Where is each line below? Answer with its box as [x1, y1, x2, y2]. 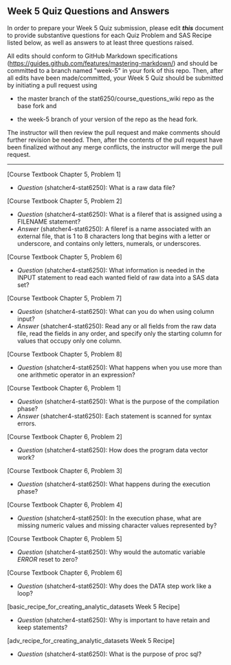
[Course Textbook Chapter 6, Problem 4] [7, 500, 122, 509]
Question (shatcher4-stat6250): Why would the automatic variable [16, 547, 206, 556]
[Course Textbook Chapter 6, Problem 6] [7, 568, 122, 577]
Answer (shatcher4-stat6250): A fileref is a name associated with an [16, 224, 212, 233]
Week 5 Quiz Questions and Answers [7, 6, 170, 17]
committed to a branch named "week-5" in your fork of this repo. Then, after [7, 66, 223, 74]
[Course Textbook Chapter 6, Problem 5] [7, 534, 122, 542]
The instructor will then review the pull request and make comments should [7, 128, 221, 136]
